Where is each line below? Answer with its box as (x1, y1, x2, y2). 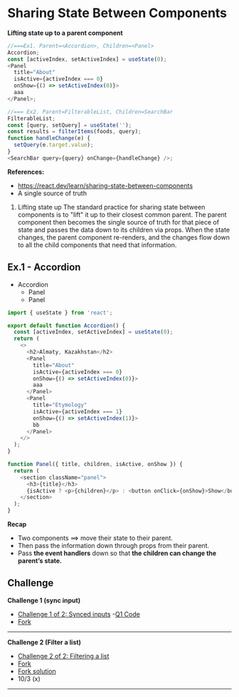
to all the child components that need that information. (17, 240, 177, 249)
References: (7, 167, 45, 176)
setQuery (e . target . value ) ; (14, 141, 94, 149)
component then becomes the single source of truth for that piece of (17, 217, 219, 226)
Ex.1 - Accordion (7, 262, 81, 274)
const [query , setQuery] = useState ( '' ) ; (7, 121, 132, 129)
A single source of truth (17, 189, 87, 197)
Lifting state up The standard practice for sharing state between (17, 202, 206, 211)
